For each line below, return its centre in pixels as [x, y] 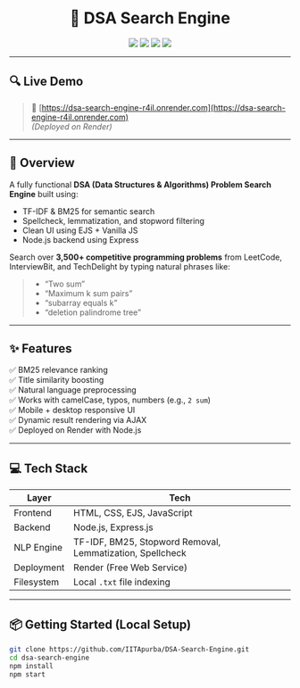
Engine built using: [44, 194]
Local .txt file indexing [122, 582]
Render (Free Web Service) [130, 568]
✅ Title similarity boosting [57, 380]
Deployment [39, 568]
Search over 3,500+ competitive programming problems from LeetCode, [146, 257]
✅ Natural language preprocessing [73, 390]
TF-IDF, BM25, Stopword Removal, [147, 542]
